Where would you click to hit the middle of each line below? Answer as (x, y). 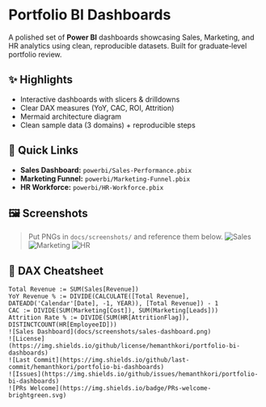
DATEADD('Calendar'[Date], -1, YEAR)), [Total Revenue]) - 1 (114, 304)
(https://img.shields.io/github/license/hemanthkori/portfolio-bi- (125, 346)
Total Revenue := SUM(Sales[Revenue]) (74, 290)
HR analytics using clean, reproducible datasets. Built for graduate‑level (128, 45)
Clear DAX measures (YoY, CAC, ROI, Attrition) (97, 107)
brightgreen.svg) (38, 396)
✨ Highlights (40, 80)
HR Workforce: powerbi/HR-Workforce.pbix (92, 187)
